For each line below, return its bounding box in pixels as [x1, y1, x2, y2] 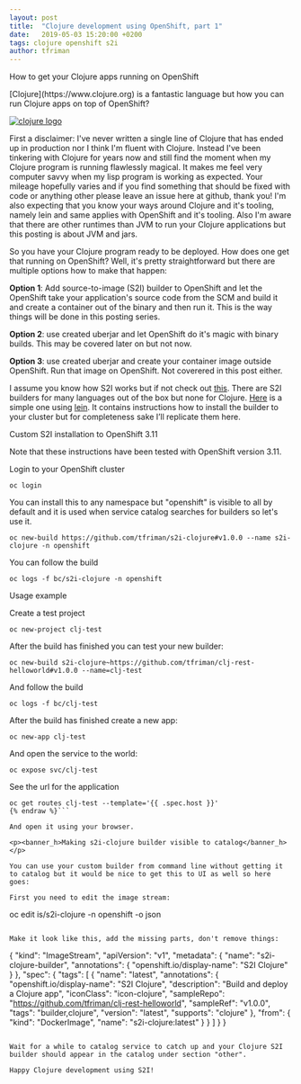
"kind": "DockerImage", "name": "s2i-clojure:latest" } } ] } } [9, 1017, 227, 1028]
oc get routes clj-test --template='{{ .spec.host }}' [9, 799, 219, 808]
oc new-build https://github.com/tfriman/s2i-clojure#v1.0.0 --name [9, 533, 271, 542]
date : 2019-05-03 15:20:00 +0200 [9, 30, 143, 39]
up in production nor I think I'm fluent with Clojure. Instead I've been [9, 143, 261, 154]
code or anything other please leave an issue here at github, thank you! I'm [9, 191, 287, 202]
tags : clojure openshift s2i [9, 38, 119, 48]
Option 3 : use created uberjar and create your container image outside [9, 356, 272, 367]
